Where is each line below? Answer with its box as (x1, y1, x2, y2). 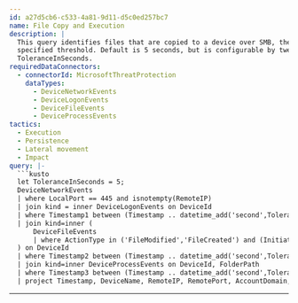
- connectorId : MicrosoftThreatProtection (17, 71, 176, 80)
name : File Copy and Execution (9, 21, 125, 30)
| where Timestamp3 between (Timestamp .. (17, 268, 176, 277)
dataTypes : (25, 79, 66, 88)
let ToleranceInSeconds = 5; (17, 178, 125, 187)
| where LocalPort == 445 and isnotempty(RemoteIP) (17, 194, 213, 204)
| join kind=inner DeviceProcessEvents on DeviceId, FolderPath (17, 260, 260, 269)
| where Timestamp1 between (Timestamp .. (17, 210, 176, 220)
